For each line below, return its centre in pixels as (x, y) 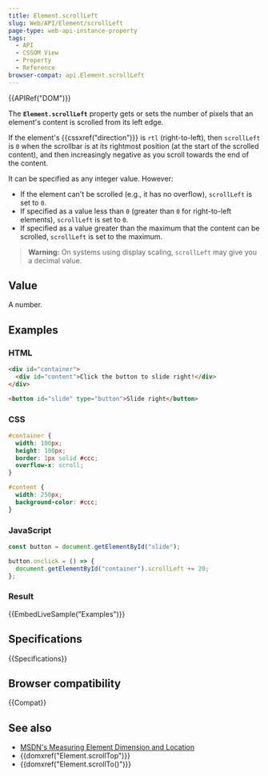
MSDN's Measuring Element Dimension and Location (107, 747)
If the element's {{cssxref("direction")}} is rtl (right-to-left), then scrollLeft (134, 138)
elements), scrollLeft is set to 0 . (74, 219)
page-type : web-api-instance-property (73, 30)
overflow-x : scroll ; (50, 466)
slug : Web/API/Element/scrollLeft (66, 23)
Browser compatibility (65, 684)
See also (30, 728)
